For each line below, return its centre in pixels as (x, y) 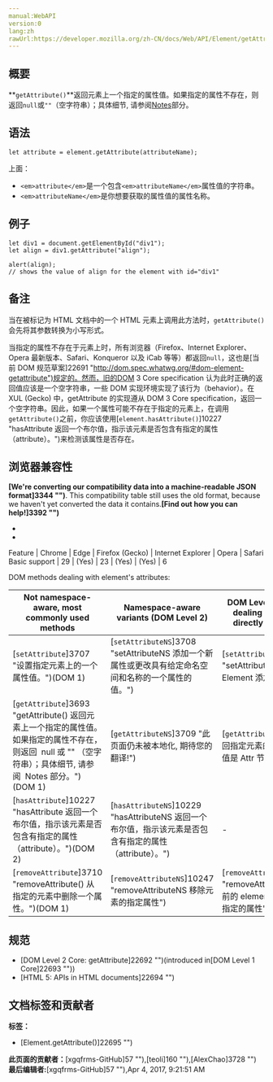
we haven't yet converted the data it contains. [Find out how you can (123, 504)
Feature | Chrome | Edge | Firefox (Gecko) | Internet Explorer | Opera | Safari (136, 553)
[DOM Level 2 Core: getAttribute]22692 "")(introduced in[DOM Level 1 (137, 960)
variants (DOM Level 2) (162, 617)
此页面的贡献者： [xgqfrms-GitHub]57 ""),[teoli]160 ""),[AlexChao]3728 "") (133, 1059)
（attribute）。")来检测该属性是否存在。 (74, 438)
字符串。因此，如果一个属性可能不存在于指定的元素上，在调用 (126, 408)
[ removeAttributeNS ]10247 (162, 879)
